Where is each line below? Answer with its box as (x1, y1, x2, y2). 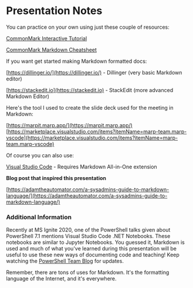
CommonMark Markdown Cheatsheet (6, 46, 97, 53)
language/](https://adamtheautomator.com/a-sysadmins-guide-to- (6, 192, 168, 199)
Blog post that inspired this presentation (6, 174, 107, 181)
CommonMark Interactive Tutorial (6, 35, 87, 42)
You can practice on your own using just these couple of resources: (6, 23, 170, 31)
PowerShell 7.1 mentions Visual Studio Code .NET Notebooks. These (6, 233, 171, 240)
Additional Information (6, 213, 72, 221)
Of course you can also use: (6, 151, 75, 159)
